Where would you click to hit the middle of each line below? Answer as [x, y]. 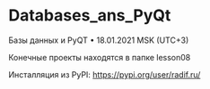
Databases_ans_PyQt [90, 16]
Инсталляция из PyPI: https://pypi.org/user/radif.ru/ [105, 74]
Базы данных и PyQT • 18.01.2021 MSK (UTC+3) [99, 40]
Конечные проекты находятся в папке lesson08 [100, 57]
